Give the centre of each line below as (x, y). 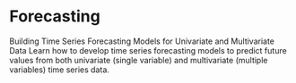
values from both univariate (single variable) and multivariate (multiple (139, 60)
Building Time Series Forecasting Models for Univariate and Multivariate (142, 41)
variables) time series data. (60, 70)
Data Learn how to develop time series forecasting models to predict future (148, 50)
